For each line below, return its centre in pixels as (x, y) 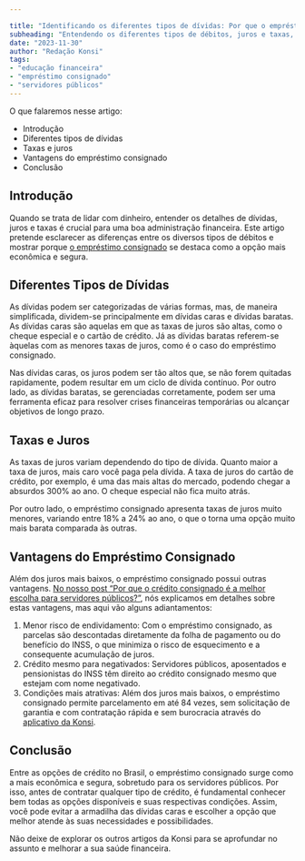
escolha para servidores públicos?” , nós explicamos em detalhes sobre (142, 598)
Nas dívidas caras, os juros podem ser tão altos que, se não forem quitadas (151, 373)
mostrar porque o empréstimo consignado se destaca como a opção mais (148, 247)
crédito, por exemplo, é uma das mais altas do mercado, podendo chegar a (150, 481)
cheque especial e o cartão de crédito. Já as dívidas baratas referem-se (144, 336)
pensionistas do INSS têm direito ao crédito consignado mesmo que (149, 674)
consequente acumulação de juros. (89, 654)
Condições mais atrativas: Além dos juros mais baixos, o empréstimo (151, 693)
